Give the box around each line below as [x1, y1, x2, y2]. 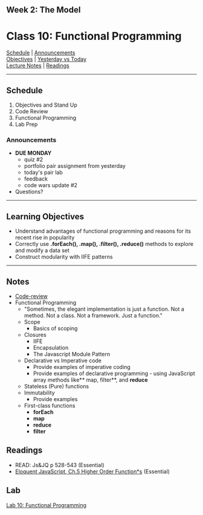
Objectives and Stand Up [14, 101, 77, 108]
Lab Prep [14, 121, 38, 128]
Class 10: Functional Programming [6, 29, 182, 43]
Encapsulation [33, 344, 69, 351]
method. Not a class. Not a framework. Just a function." [24, 312, 163, 319]
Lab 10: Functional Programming [6, 501, 86, 508]
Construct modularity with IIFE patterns [14, 253, 113, 261]
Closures [24, 331, 47, 339]
